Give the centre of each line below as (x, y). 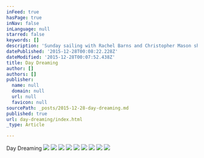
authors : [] (21, 74)
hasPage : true (24, 18)
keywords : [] (23, 40)
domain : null (28, 91)
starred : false (25, 35)
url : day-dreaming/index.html (45, 119)
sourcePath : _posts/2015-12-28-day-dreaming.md (68, 108)
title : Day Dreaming (32, 63)
